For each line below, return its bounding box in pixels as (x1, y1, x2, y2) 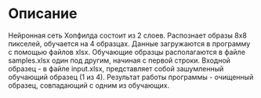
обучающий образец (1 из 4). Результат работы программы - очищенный (8, 72, 254, 82)
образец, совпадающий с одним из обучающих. (8, 80, 170, 90)
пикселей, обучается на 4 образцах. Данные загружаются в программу (8, 38, 251, 48)
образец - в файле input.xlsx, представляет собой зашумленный (8, 64, 224, 73)
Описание (8, 5, 78, 23)
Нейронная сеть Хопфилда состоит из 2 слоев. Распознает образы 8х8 (8, 31, 247, 40)
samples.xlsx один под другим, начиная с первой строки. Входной (8, 56, 231, 65)
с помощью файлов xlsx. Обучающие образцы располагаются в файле (8, 47, 245, 56)
